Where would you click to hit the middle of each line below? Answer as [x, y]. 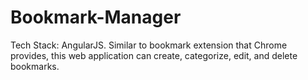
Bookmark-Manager [96, 17]
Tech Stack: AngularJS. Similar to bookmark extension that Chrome [149, 45]
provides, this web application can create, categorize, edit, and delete [154, 55]
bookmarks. [35, 66]
